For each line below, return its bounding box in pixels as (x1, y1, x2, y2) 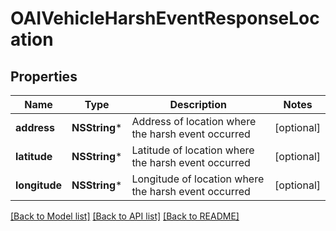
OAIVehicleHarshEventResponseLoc (10, 7, 320, 30)
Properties (10, 68, 78, 85)
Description (169, 98, 227, 111)
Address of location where (131, 115, 257, 128)
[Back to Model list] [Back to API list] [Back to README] (10, 210, 240, 222)
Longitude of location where (131, 172, 265, 186)
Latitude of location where (131, 143, 255, 157)
